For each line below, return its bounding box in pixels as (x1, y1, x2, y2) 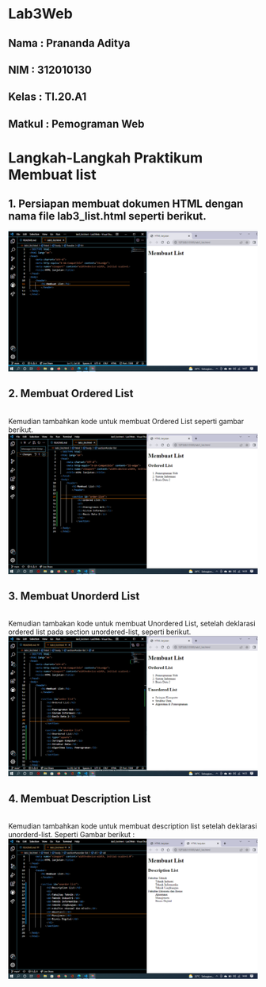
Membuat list (8, 166, 97, 183)
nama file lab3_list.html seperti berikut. (8, 209, 207, 223)
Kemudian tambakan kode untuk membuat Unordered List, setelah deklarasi (8, 619, 256, 629)
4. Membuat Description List (8, 792, 151, 805)
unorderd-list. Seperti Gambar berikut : (8, 830, 135, 840)
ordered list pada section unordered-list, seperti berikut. (8, 627, 192, 637)
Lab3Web (8, 5, 73, 23)
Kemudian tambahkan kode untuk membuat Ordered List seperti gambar (8, 416, 244, 426)
